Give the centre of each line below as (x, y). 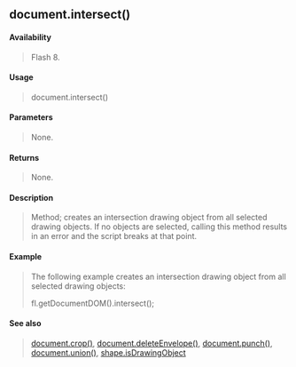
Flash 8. (45, 57)
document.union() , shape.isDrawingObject (108, 352)
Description (31, 197)
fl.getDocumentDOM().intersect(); (93, 303)
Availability (30, 37)
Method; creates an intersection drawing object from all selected (149, 218)
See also (25, 323)
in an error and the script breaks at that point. (114, 236)
